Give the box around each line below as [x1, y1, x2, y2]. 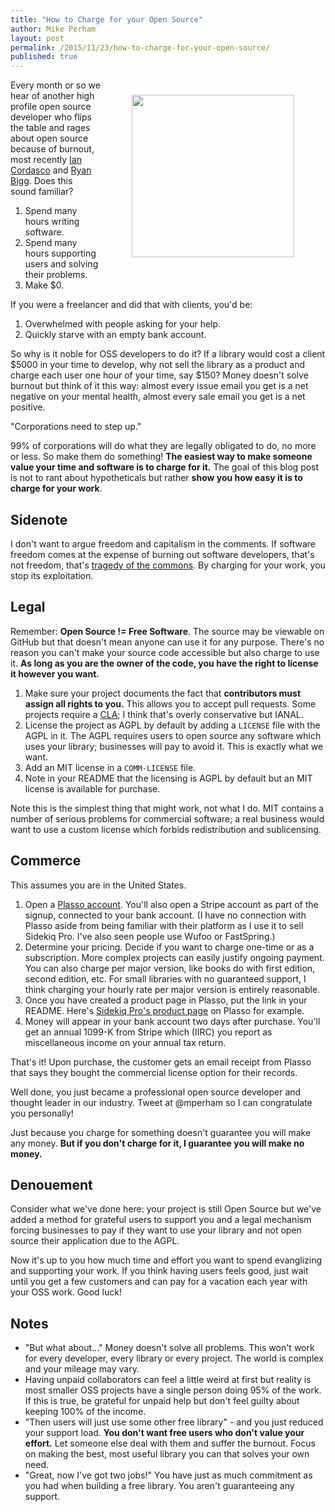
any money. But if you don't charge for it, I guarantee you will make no [10, 1137, 305, 1149]
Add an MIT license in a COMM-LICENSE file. [24, 761, 197, 773]
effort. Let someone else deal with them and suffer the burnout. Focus [24, 1437, 316, 1450]
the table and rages [10, 122, 91, 134]
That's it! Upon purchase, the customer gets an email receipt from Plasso [10, 1056, 312, 1068]
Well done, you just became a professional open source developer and [10, 1086, 302, 1098]
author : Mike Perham [10, 24, 97, 34]
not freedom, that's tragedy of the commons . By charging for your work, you [10, 559, 326, 571]
